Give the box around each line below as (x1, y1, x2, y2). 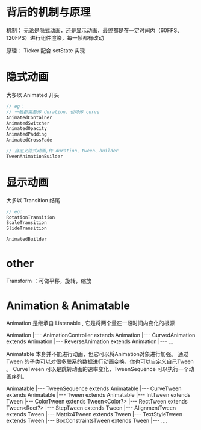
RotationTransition (6, 214, 55, 220)
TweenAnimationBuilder (6, 153, 63, 160)
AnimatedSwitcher (6, 120, 50, 126)
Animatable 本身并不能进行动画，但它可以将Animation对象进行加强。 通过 (6, 350, 189, 357)
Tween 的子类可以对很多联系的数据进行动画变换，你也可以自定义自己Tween (6, 358, 194, 365)
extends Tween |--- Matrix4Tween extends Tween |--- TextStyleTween (6, 410, 182, 417)
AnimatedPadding (6, 131, 47, 137)
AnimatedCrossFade (6, 137, 52, 143)
